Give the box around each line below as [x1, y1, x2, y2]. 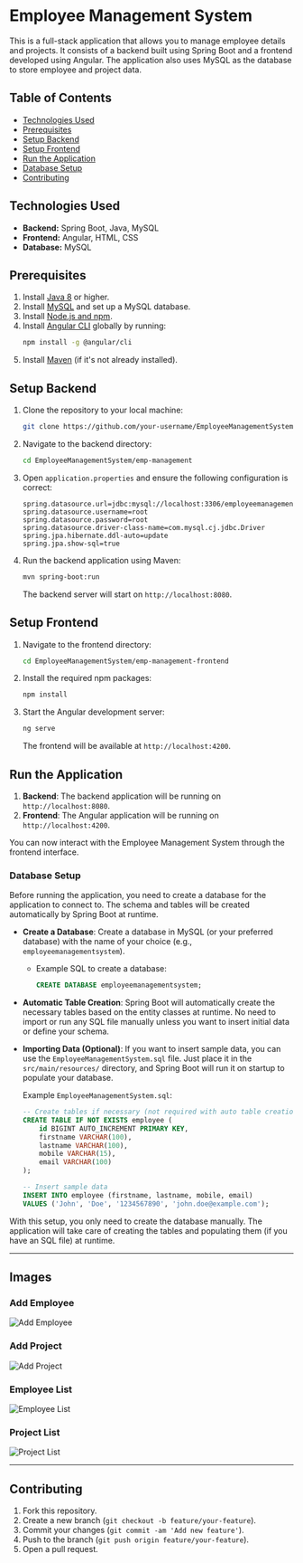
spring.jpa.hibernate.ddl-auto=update [22, 531, 169, 540]
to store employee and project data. [9, 64, 142, 75]
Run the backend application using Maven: [22, 554, 181, 565]
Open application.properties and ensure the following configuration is [22, 472, 289, 483]
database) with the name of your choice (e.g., [22, 936, 192, 947]
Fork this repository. [22, 1505, 97, 1516]
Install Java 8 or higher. [22, 291, 110, 303]
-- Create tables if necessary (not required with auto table [22, 1107, 262, 1117]
